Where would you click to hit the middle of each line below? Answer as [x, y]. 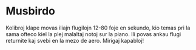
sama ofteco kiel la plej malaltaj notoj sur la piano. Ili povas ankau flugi [93, 34]
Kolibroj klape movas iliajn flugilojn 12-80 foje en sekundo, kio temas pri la [98, 28]
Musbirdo [30, 11]
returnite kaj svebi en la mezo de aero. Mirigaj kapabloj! [75, 40]
